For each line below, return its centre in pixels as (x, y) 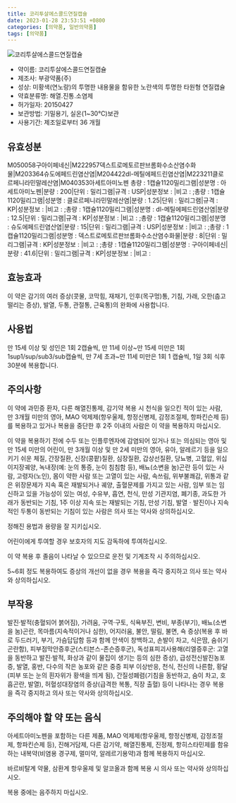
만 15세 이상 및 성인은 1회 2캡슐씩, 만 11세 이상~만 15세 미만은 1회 (96, 347)
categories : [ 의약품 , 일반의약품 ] (52, 27)
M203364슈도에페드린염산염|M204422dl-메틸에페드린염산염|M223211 (114, 174)
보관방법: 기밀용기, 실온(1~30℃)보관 (68, 114)
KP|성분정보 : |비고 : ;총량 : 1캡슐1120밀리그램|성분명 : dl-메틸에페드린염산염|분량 (118, 210)
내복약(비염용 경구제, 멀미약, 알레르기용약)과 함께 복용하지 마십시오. (113, 754)
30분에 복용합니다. (33, 365)
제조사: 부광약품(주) (44, 78)
